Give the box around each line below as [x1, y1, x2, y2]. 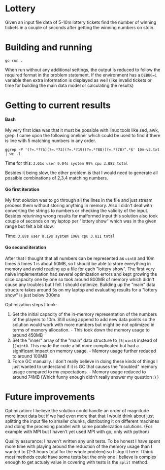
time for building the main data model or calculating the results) [5, 82, 134, 88]
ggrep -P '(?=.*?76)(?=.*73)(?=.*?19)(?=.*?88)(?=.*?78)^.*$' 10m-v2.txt [5, 147, 160, 152]
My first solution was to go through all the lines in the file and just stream [5, 197, 153, 203]
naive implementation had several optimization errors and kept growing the [5, 271, 158, 277]
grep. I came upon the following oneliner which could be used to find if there [5, 133, 161, 139]
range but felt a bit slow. [5, 223, 54, 229]
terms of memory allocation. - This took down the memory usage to [12, 326, 150, 333]
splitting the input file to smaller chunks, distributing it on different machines [5, 418, 160, 424]
